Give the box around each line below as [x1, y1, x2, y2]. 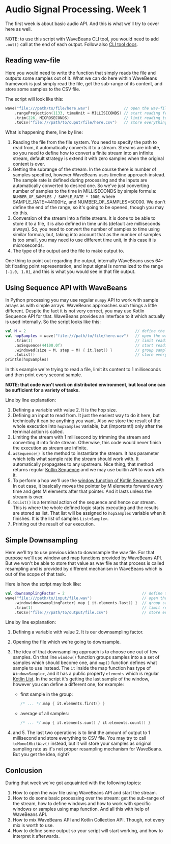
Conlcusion [5, 766, 43, 775]
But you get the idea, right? [12, 751, 70, 758]
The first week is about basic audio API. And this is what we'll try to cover [5, 20, 159, 27]
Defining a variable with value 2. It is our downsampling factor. [12, 629, 144, 635]
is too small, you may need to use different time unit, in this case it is [12, 237, 156, 243]
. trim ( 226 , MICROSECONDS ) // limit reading [14, 115, 160, 121]
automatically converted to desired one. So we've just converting [12, 183, 149, 189]
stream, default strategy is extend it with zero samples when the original [12, 155, 164, 162]
